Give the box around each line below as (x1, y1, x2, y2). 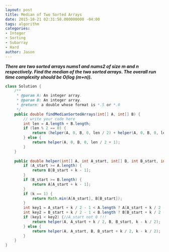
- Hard (5, 45, 19, 50)
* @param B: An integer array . (16, 98, 82, 103)
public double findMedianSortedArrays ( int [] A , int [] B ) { (14, 112, 141, 117)
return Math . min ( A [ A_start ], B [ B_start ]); (32, 196, 123, 201)
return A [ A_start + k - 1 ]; (32, 182, 92, 187)
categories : (5, 26, 30, 31)
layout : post (5, 7, 33, 13)
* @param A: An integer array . (16, 93, 82, 98)
